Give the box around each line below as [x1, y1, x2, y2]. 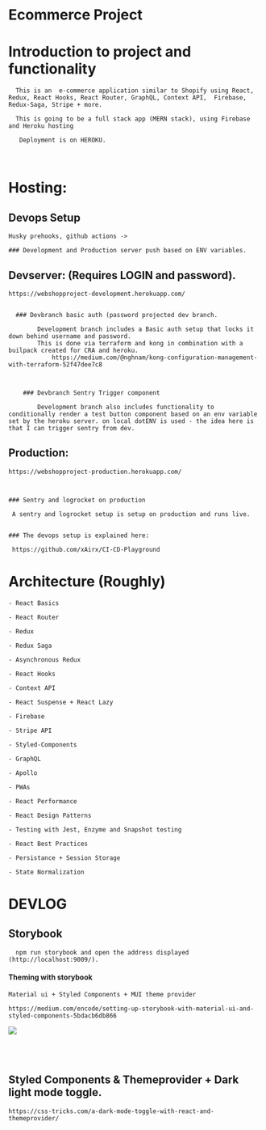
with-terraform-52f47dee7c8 [8, 360, 103, 369]
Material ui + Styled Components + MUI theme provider [8, 990, 197, 998]
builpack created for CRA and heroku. [8, 346, 139, 354]
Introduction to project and [8, 43, 192, 61]
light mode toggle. [8, 1086, 102, 1099]
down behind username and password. [8, 332, 131, 341]
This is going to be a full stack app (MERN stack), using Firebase [15, 115, 251, 123]
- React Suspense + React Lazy [8, 698, 114, 706]
